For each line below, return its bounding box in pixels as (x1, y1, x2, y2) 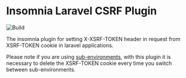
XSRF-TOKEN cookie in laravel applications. (6, 42, 114, 49)
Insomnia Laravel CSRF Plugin (6, 4, 157, 18)
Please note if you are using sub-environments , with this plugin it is (6, 53, 171, 60)
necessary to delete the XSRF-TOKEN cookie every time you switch (6, 60, 172, 67)
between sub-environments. (6, 65, 76, 73)
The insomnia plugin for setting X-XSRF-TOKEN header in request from (6, 35, 181, 42)
